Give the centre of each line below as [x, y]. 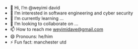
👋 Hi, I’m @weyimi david [35, 8]
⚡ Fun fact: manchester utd [38, 42]
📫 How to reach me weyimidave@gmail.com [57, 29]
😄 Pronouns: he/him [31, 36]
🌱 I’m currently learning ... [37, 18]
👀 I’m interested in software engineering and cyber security [72, 13]
